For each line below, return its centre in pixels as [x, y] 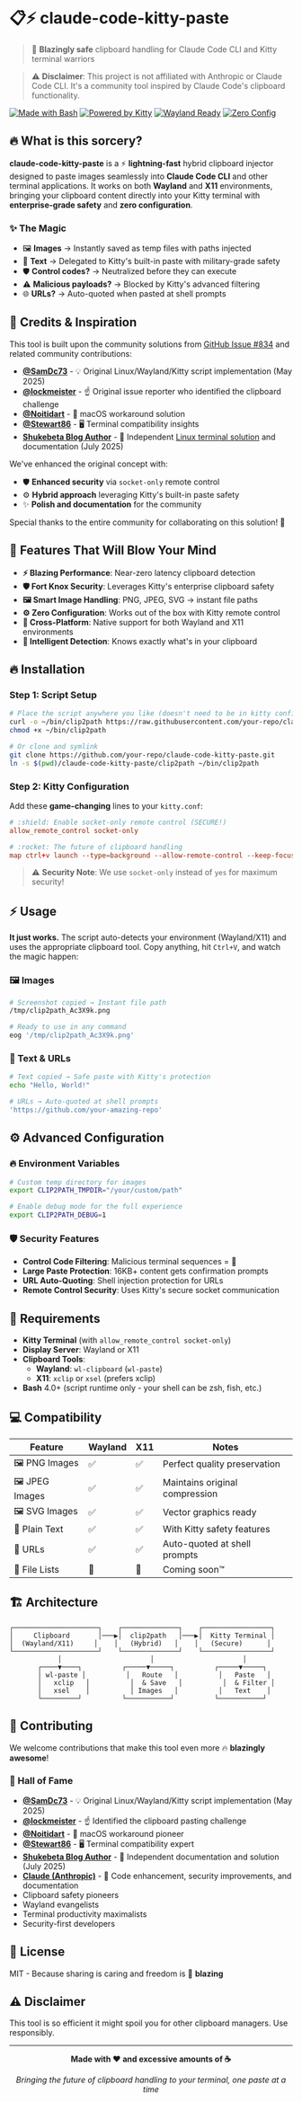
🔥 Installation [47, 670]
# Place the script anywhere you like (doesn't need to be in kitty [140, 714]
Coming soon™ [194, 1569]
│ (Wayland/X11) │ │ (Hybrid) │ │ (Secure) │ [140, 1643]
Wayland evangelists [61, 1904]
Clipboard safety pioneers [71, 1894]
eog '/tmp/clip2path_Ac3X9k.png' [72, 1035]
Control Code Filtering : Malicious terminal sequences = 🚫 [129, 1262]
